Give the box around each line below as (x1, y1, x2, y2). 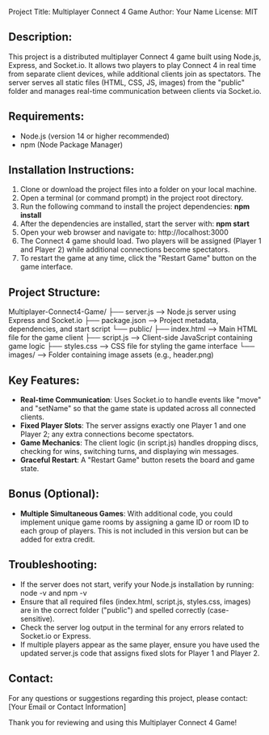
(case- (207, 605, 229, 614)
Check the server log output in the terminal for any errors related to (19, 622, 244, 632)
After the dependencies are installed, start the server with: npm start (19, 219, 250, 229)
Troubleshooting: (8, 558, 98, 571)
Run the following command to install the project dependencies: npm (19, 202, 250, 211)
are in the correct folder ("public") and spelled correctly (19, 605, 206, 614)
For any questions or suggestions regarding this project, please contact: (8, 693, 248, 703)
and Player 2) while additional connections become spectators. (19, 244, 230, 254)
